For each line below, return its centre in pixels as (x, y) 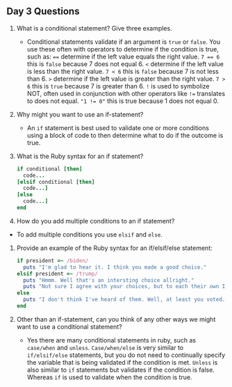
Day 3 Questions (43, 11)
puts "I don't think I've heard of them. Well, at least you (114, 300)
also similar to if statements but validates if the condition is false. (121, 370)
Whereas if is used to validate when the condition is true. (109, 377)
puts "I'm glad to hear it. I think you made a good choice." (115, 267)
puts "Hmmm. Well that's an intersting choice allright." (109, 280)
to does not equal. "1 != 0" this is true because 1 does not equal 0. (123, 101)
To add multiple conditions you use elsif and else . (89, 234)
